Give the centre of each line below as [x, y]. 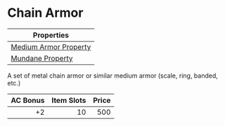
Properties [51, 35]
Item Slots [69, 100]
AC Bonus [28, 100]
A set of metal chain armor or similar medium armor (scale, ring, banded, [112, 76]
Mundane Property [42, 58]
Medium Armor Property [51, 47]
